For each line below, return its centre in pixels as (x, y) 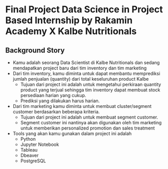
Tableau (29, 150)
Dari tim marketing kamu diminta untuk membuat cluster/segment (82, 106)
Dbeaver (30, 155)
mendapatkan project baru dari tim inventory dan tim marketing (80, 68)
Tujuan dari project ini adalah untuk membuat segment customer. (89, 117)
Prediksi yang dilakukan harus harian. (60, 101)
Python (28, 139)
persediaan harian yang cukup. (53, 95)
